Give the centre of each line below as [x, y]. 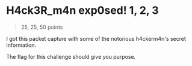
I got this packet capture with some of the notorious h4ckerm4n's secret [96, 38]
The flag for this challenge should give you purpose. [71, 56]
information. [21, 45]
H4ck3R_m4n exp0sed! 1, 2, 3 [82, 10]
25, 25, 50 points [42, 27]
